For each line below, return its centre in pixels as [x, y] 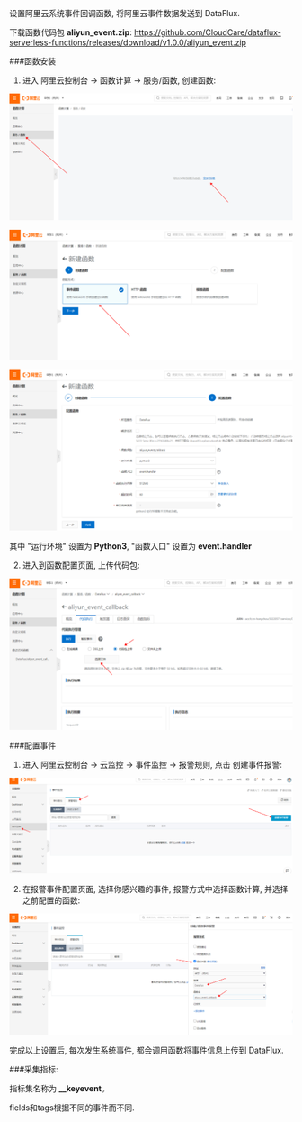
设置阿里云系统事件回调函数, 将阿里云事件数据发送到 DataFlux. [124, 13]
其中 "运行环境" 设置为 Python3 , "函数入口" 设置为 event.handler [131, 546]
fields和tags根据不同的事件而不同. [72, 1108]
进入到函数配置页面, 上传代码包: [81, 565]
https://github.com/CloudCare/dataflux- [207, 32]
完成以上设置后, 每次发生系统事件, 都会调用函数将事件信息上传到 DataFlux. [147, 1050]
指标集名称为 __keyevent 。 [59, 1088]
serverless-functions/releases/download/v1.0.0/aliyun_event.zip [128, 42]
